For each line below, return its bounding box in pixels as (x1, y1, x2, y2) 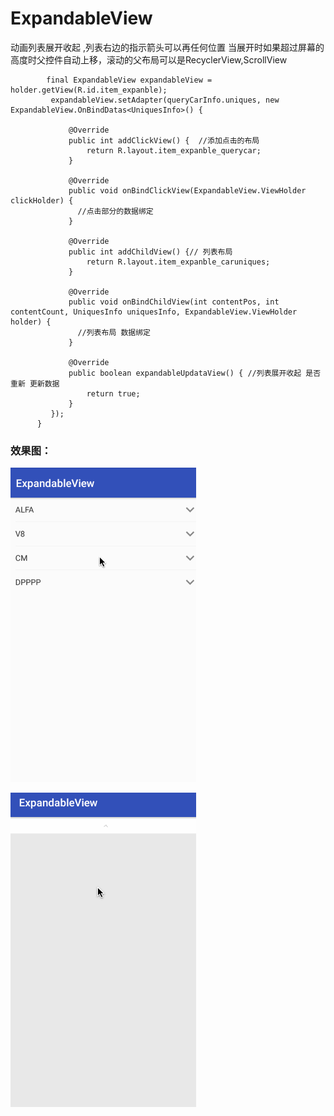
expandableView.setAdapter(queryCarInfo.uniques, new (50, 95, 280, 105)
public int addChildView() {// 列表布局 (68, 247, 233, 257)
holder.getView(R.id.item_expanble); (10, 85, 168, 95)
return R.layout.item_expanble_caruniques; (86, 257, 271, 267)
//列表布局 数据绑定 (77, 327, 151, 337)
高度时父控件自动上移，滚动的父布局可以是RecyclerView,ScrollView (10, 53, 288, 66)
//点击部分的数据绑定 (77, 206, 154, 216)
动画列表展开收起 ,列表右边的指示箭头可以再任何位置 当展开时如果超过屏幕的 (10, 41, 325, 53)
